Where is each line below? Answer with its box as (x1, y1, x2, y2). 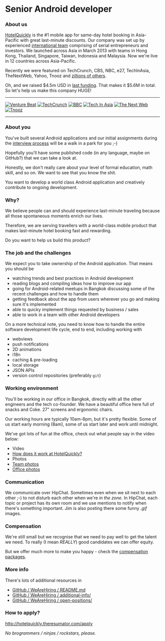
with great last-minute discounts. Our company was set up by (20, 37, 145, 43)
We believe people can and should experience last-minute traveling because (5, 208, 160, 214)
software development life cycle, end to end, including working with (5, 326, 142, 332)
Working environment (5, 385, 58, 392)
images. (5, 510, 21, 516)
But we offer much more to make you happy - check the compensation (5, 549, 148, 555)
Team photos (12, 461, 39, 467)
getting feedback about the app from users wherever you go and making (12, 296, 160, 302)
